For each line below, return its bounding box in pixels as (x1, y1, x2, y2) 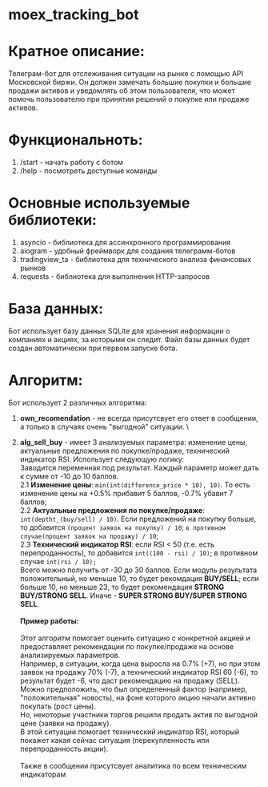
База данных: (8, 300, 104, 318)
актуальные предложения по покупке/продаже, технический (19, 446, 230, 455)
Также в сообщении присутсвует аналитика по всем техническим (19, 761, 247, 770)
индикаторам (19, 769, 66, 779)
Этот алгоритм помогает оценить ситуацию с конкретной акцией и (19, 633, 250, 643)
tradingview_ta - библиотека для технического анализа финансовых (19, 255, 252, 264)
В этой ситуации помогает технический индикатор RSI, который (19, 727, 240, 737)
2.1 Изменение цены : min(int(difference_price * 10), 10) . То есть (19, 479, 250, 490)
